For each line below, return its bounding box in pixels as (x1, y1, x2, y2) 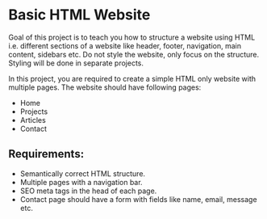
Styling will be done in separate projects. (8, 58, 144, 68)
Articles (19, 115, 46, 124)
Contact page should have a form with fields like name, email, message (19, 194, 257, 204)
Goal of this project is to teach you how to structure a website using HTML (8, 32, 256, 42)
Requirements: (8, 147, 85, 161)
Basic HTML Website (8, 6, 151, 24)
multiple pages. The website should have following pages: (8, 82, 202, 92)
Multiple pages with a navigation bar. (19, 177, 143, 187)
